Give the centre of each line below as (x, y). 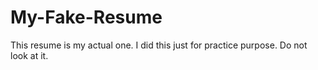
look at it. (29, 55)
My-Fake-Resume (86, 17)
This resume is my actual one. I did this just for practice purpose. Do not (159, 45)
